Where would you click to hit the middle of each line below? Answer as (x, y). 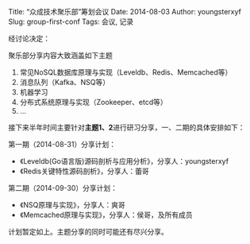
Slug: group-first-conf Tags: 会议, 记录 (71, 21)
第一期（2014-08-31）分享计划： (62, 144)
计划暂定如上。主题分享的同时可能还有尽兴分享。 (88, 232)
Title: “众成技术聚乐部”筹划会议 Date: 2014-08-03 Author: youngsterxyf (125, 12)
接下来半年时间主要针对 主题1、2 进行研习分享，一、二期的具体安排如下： (127, 127)
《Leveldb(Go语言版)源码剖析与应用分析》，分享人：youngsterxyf (124, 161)
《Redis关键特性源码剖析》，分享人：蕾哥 (84, 171)
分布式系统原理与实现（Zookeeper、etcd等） (94, 102)
